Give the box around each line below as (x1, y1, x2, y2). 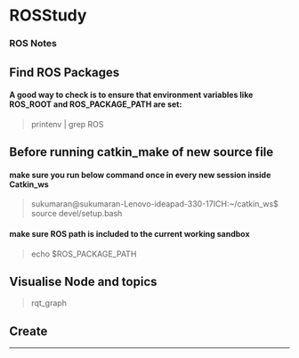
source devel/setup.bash (30, 208, 123, 219)
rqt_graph (30, 297, 67, 308)
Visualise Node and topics (9, 273, 158, 289)
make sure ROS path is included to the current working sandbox (9, 228, 251, 239)
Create (9, 323, 48, 338)
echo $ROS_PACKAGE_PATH (30, 248, 137, 259)
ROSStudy (9, 5, 87, 26)
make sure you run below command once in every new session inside (9, 169, 271, 180)
